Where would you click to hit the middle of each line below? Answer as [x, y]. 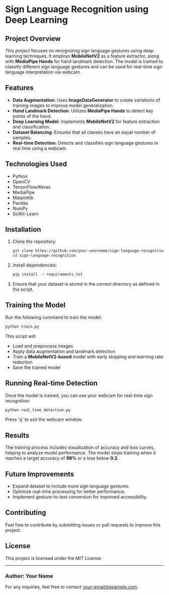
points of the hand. [32, 116]
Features [19, 88]
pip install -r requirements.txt [48, 275]
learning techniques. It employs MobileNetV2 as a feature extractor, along [82, 56]
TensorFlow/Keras [31, 187]
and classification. [31, 126]
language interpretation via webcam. [43, 72]
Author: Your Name [29, 576]
